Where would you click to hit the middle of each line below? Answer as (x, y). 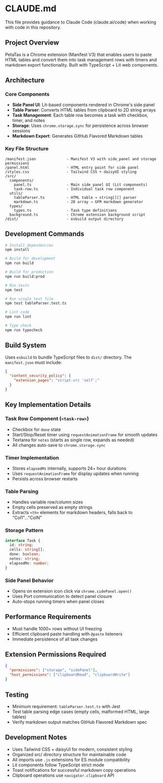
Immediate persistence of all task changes (55, 639)
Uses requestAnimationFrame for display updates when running (75, 474)
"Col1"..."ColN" (27, 518)
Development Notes (36, 737)
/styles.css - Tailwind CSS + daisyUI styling (71, 172)
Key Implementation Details (48, 405)
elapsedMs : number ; (29, 563)
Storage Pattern (24, 530)
